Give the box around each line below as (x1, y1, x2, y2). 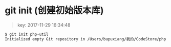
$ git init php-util (5, 32, 49, 37)
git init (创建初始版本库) (5, 5, 104, 16)
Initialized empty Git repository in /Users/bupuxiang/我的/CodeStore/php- (5, 36, 168, 41)
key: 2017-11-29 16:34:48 (17, 21, 71, 28)
